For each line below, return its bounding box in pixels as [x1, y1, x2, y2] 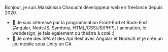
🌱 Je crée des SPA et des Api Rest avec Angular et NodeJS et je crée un [12, 35, 163, 41]
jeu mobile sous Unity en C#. [12, 41, 73, 47]
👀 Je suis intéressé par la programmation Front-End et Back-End [12, 20, 147, 25]
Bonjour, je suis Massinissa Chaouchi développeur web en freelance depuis [5, 5, 163, 10]
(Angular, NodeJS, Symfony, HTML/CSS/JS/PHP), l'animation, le [12, 25, 147, 31]
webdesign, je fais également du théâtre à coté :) [12, 30, 115, 36]
